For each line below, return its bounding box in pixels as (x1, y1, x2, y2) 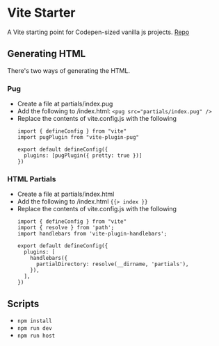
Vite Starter (7, 5, 76, 21)
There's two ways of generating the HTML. (7, 66, 131, 74)
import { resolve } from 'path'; (17, 224, 115, 231)
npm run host (17, 332, 56, 340)
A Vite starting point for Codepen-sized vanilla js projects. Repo (7, 28, 190, 36)
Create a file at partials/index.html (17, 190, 115, 199)
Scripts (7, 297, 40, 310)
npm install (17, 318, 52, 324)
